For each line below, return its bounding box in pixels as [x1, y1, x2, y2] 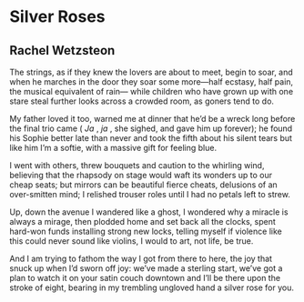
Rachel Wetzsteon [9, 43, 116, 58]
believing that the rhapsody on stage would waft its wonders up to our [9, 170, 273, 180]
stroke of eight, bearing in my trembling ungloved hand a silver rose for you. [9, 282, 294, 293]
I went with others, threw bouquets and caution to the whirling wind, [9, 160, 265, 170]
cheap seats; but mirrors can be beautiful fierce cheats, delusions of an [9, 179, 278, 190]
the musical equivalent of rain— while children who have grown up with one [9, 86, 294, 96]
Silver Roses [9, 6, 106, 27]
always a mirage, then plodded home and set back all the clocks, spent [9, 216, 276, 226]
